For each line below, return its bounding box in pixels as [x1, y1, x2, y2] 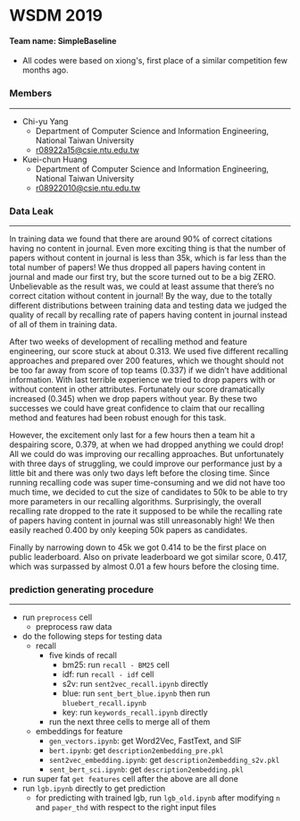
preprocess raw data [35, 622, 112, 632]
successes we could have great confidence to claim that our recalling [9, 402, 265, 413]
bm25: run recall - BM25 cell [62, 659, 170, 671]
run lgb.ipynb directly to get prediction [21, 783, 166, 794]
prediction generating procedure [9, 583, 154, 596]
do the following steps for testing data [21, 631, 162, 642]
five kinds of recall [48, 650, 118, 661]
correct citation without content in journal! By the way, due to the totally [9, 290, 272, 300]
